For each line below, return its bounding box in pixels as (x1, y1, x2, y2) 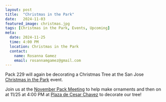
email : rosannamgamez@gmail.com (14, 58, 81, 63)
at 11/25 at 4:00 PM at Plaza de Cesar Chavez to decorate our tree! (5, 92, 142, 98)
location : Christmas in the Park (9, 44, 79, 49)
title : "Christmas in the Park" (5, 12, 75, 17)
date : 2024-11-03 (5, 16, 46, 21)
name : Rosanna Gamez (14, 53, 57, 58)
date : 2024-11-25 (9, 35, 46, 40)
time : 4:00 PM (9, 40, 39, 45)
